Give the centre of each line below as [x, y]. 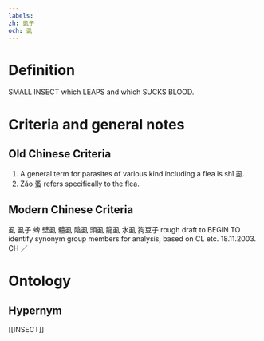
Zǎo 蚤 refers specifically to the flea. [79, 184]
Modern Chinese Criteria [71, 210]
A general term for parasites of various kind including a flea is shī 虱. [132, 174]
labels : [21, 16]
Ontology [40, 281]
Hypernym [35, 310]
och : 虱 [20, 30]
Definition [42, 70]
